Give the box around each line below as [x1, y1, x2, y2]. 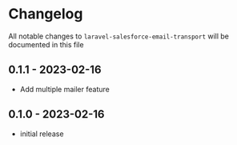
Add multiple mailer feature [19, 84, 110, 94]
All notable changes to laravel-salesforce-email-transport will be [8, 31, 230, 41]
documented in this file [8, 39, 84, 49]
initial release [19, 129, 64, 139]
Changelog [8, 5, 83, 23]
